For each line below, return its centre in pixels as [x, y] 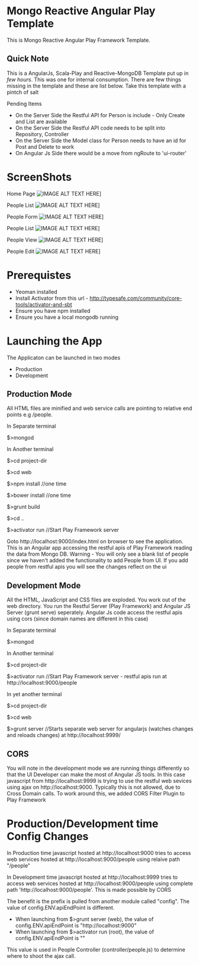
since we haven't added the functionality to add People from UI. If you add [97, 560]
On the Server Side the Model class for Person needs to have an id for [101, 140]
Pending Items [24, 104]
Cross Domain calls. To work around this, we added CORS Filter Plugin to [96, 793]
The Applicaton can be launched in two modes [64, 358]
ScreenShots [39, 177]
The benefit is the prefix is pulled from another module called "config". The [98, 901]
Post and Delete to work [45, 146]
